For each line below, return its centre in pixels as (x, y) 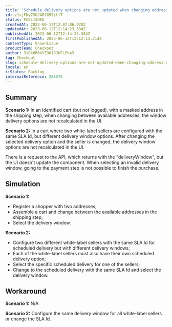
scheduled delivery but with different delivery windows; (71, 248)
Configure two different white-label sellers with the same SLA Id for (84, 242)
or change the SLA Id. (28, 319)
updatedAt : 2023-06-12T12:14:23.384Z (46, 29)
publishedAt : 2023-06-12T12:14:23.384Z (48, 34)
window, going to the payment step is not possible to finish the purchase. (82, 168)
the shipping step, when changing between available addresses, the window (86, 115)
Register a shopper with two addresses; (55, 206)
